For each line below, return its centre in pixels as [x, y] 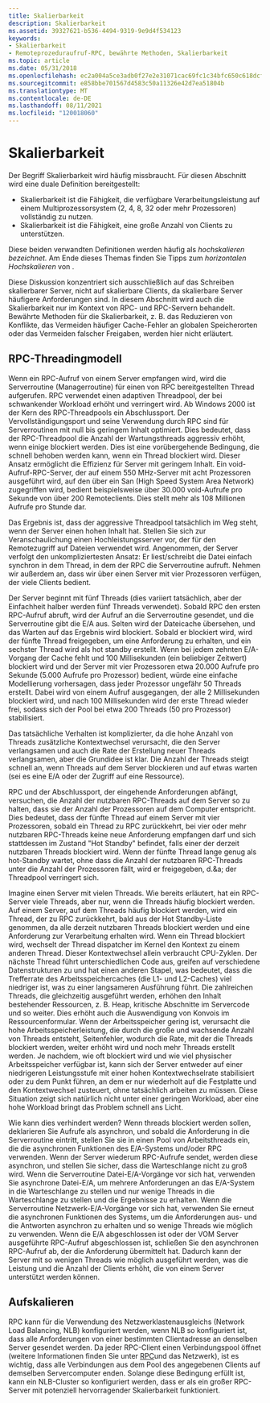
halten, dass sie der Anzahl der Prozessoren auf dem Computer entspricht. [132, 809]
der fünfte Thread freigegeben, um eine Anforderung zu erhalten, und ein [130, 641]
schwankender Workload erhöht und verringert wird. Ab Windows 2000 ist [132, 404]
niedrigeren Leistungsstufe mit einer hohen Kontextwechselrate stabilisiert [131, 1073]
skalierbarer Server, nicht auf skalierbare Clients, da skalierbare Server [126, 290]
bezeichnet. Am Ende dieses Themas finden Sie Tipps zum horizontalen [127, 258]
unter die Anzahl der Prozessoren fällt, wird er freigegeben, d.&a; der [123, 869]
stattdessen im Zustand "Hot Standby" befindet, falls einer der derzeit [124, 843]
